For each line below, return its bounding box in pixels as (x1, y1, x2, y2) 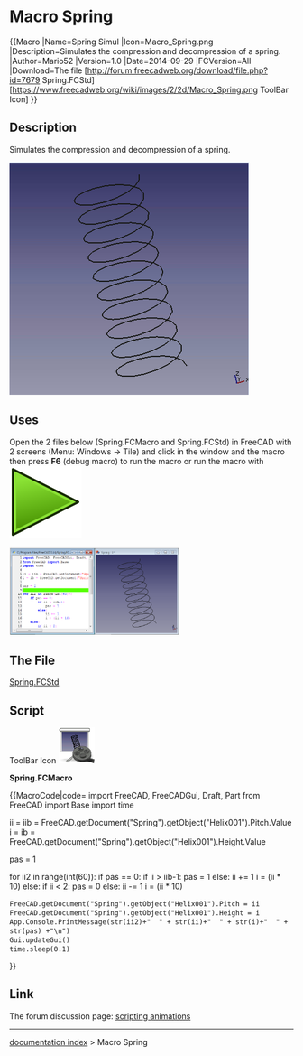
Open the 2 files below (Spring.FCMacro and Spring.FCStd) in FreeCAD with (9, 436, 292, 447)
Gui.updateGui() (9, 935, 70, 945)
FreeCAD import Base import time (9, 799, 135, 810)
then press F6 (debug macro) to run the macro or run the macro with (9, 455, 264, 466)
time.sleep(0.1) (9, 944, 70, 954)
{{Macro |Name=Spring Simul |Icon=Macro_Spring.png (9, 36, 214, 47)
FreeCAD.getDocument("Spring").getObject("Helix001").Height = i (9, 908, 260, 918)
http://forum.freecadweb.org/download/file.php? (87, 65, 269, 76)
